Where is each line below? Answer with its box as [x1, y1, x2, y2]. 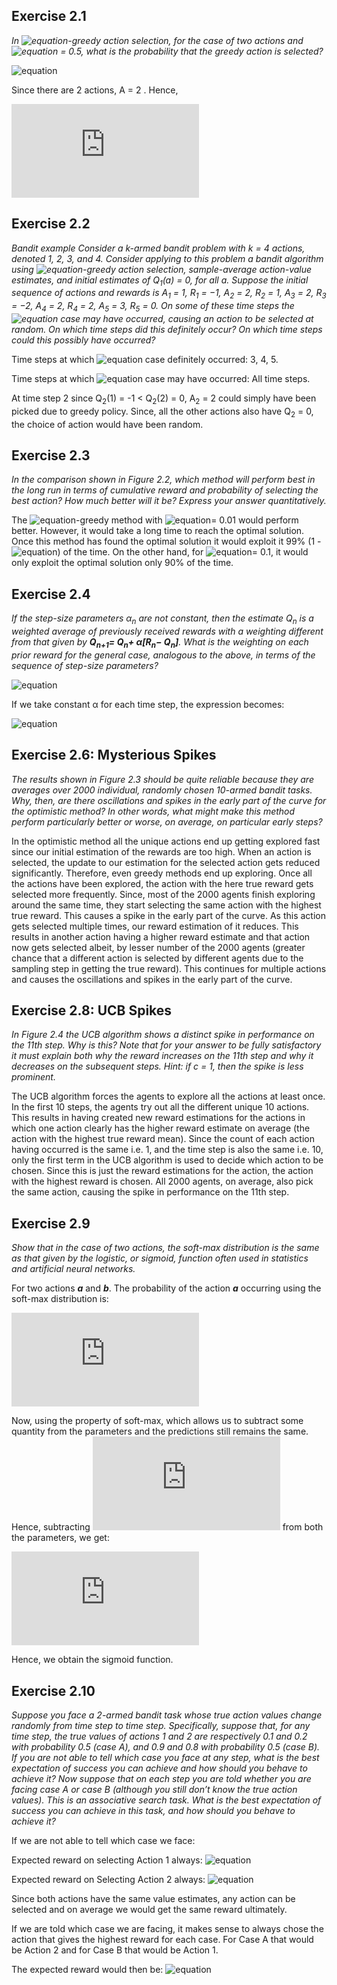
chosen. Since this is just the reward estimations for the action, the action [11, 1165, 314, 1177]
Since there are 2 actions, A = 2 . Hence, [11, 84, 179, 96]
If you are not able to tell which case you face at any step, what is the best [11, 1752, 320, 1764]
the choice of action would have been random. [11, 418, 204, 430]
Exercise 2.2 [11, 215, 91, 233]
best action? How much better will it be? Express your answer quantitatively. [11, 495, 327, 507]
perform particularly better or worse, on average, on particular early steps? [11, 815, 323, 828]
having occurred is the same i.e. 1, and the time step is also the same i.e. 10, [11, 1144, 324, 1156]
